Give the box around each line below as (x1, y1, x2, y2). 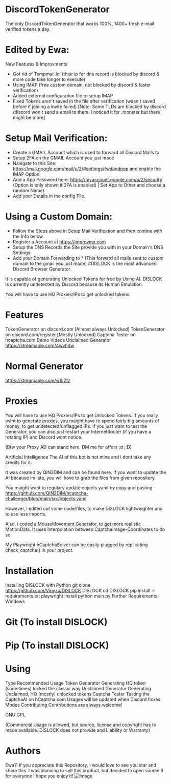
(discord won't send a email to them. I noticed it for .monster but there (12, 109, 160, 115)
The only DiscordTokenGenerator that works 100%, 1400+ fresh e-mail (5, 20, 155, 27)
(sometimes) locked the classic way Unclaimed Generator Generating (5, 685, 152, 691)
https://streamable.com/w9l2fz (5, 377, 70, 383)
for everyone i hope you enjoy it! (5, 773, 74, 779)
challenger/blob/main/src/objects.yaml (5, 496, 87, 502)
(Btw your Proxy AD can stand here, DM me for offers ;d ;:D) (5, 444, 132, 450)
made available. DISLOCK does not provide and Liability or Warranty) (5, 727, 151, 733)
